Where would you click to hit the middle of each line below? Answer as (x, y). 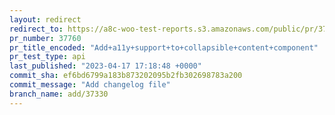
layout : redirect (45, 19)
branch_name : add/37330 (59, 94)
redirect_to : (36, 29)
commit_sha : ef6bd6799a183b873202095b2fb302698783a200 (126, 76)
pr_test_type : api (47, 57)
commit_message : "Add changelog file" (90, 85)
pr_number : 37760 (45, 38)
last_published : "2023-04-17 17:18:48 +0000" (105, 66)
